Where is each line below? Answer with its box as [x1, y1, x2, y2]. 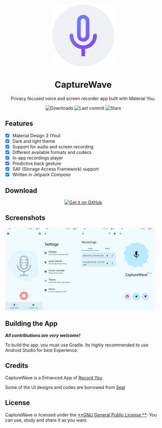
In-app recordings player [12, 155, 63, 161]
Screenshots [5, 214, 46, 222]
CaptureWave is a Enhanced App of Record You [5, 375, 103, 380]
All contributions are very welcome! [5, 332, 81, 338]
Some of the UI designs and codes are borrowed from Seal [5, 384, 125, 390]
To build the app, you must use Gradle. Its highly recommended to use [5, 342, 149, 348]
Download [5, 186, 37, 194]
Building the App [5, 319, 58, 328]
